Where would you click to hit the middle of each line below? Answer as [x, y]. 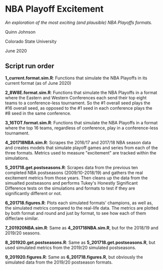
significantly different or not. [34, 193]
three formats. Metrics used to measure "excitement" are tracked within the [81, 153]
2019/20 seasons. [23, 233]
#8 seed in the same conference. [38, 113]
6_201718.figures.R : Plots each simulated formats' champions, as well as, [79, 203]
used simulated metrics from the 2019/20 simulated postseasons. [71, 248]
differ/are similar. [22, 218]
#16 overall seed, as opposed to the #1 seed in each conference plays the [79, 108]
